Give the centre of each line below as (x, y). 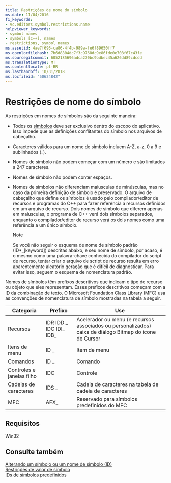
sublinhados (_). (30, 152)
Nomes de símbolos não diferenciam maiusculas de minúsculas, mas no (88, 187)
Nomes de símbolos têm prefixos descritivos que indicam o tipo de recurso (84, 282)
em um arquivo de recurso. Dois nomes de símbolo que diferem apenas (88, 209)
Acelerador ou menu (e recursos (115, 319)
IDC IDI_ (55, 329)
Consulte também (34, 452)
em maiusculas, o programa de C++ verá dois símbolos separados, (83, 214)
